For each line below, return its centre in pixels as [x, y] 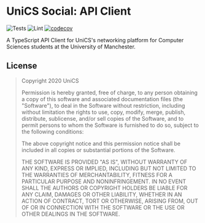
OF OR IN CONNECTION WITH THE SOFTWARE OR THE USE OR [103, 207]
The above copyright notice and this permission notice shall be [101, 143]
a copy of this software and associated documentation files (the [102, 99]
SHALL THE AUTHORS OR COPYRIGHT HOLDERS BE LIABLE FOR [104, 187]
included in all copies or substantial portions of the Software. [98, 150]
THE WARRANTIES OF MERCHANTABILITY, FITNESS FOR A [97, 175]
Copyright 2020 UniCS [50, 80]
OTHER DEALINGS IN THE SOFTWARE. [71, 214]
